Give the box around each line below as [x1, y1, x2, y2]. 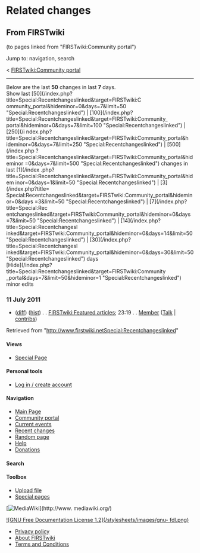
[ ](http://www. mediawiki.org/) [6, 505, 112, 512]
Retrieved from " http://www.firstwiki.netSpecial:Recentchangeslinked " [6, 327, 179, 334]
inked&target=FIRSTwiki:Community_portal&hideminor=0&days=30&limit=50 [6, 249, 194, 256]
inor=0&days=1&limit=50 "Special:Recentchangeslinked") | [15, 179, 160, 186]
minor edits [6, 280, 34, 288]
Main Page [14, 408, 42, 415]
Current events [14, 420, 52, 427]
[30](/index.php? [89, 236, 131, 243]
